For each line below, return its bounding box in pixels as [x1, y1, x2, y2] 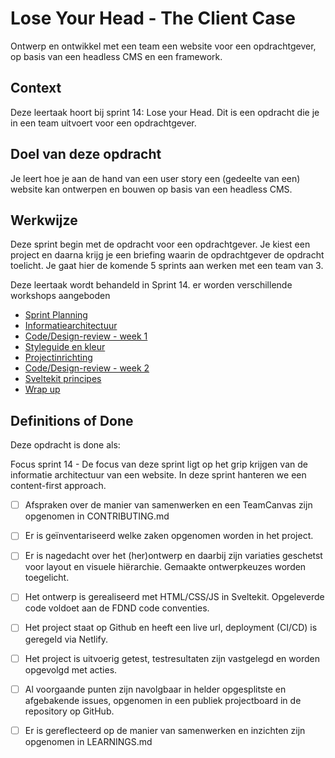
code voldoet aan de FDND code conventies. [24, 602, 210, 614]
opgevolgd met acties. [24, 663, 118, 676]
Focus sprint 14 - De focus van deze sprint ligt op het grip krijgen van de [10, 458, 308, 471]
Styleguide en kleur [24, 341, 106, 353]
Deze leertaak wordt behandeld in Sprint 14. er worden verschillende [10, 279, 293, 291]
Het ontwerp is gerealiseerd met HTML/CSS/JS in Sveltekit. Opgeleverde [24, 591, 325, 603]
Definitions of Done [10, 412, 134, 429]
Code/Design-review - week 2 [24, 362, 150, 374]
